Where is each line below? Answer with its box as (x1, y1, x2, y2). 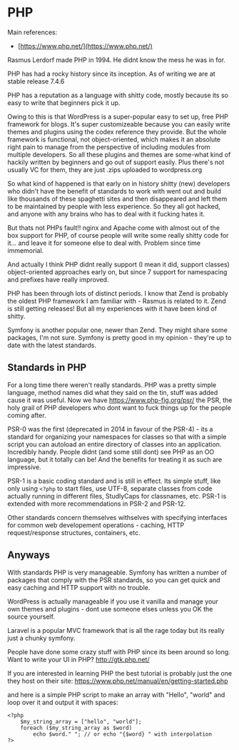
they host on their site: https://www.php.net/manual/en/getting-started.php (7, 676, 228, 685)
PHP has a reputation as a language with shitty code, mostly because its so (7, 91, 228, 99)
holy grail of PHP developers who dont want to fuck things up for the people (7, 403, 232, 411)
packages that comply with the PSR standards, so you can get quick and (7, 576, 220, 584)
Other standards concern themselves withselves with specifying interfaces (7, 513, 228, 521)
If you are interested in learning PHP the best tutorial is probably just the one (7, 669, 233, 677)
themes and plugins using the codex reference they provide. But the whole (7, 127, 227, 136)
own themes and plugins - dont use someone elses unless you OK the (7, 604, 213, 613)
